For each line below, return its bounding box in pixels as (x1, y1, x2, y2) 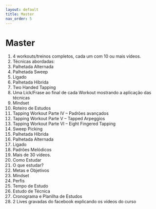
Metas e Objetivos (12, 167, 49, 173)
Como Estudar (12, 157, 42, 163)
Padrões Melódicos (12, 147, 52, 153)
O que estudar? (12, 162, 44, 168)
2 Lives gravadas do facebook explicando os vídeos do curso (12, 199, 136, 205)
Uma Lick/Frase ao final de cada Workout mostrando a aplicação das (12, 90, 152, 96)
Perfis (12, 178, 25, 184)
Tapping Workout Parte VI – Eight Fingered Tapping (12, 121, 116, 127)
